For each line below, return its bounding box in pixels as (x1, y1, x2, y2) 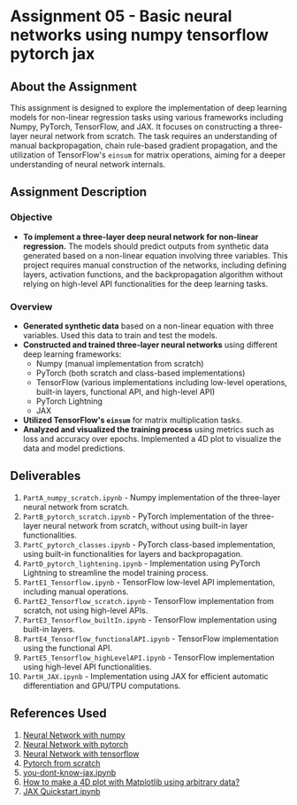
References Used (10, 706, 107, 721)
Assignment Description (10, 184, 148, 200)
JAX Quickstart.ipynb (22, 786, 101, 796)
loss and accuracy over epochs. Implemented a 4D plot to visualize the (22, 433, 282, 444)
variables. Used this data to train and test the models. (22, 329, 217, 340)
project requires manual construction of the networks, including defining (22, 259, 287, 270)
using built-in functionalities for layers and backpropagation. (22, 548, 243, 559)
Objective (10, 211, 53, 223)
